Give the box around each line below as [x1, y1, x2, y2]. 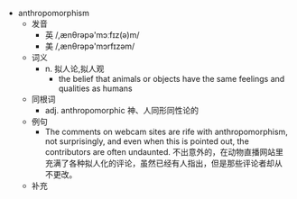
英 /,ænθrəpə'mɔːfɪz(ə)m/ [44, 30, 140, 40]
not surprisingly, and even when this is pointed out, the [44, 136, 250, 147]
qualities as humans [58, 83, 133, 94]
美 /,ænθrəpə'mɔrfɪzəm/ [44, 41, 135, 51]
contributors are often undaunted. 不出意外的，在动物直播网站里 [44, 147, 284, 157]
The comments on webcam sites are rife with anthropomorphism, [44, 126, 289, 137]
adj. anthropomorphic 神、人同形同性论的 [44, 105, 199, 115]
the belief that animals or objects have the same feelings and [58, 74, 285, 84]
